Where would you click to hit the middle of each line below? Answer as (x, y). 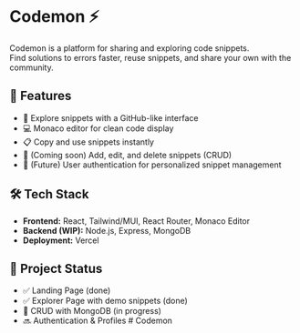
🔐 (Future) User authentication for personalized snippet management (152, 165)
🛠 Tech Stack (49, 194)
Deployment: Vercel (61, 240)
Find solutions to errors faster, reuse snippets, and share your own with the (150, 57)
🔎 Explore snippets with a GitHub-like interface (110, 117)
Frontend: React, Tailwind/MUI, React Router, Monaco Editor (136, 221)
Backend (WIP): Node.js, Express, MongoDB (107, 230)
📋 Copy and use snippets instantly (88, 142)
